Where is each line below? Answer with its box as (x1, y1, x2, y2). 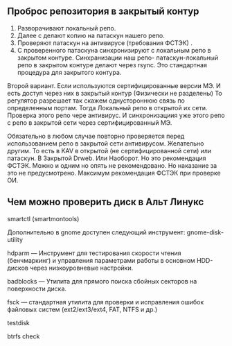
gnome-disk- (186, 228, 224, 236)
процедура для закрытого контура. (17, 68, 122, 76)
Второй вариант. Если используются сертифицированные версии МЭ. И (7, 81, 222, 89)
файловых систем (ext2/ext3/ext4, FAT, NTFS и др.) (7, 305, 158, 313)
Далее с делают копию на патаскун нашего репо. (17, 31, 165, 40)
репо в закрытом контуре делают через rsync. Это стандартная (17, 60, 208, 69)
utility (7, 235, 23, 243)
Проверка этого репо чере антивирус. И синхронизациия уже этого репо (7, 111, 225, 119)
